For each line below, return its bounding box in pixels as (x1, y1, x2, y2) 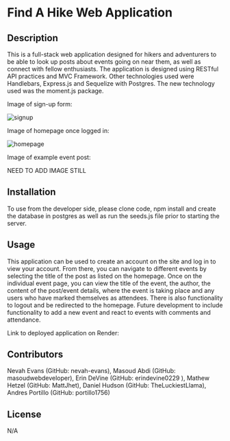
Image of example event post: (7, 153, 91, 161)
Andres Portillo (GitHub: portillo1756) (7, 389, 111, 397)
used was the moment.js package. (7, 87, 104, 95)
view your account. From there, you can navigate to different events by (7, 264, 207, 272)
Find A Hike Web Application (7, 5, 173, 21)
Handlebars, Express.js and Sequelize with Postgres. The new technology (7, 80, 216, 87)
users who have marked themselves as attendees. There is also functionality (7, 294, 223, 302)
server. (7, 219, 27, 227)
